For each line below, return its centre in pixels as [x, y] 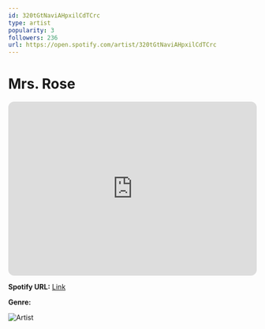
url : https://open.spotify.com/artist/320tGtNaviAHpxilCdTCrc [112, 45]
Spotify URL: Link [37, 287]
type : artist [30, 23]
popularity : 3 [32, 30]
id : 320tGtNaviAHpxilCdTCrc [54, 15]
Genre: [20, 302]
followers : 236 [33, 38]
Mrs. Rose [42, 84]
